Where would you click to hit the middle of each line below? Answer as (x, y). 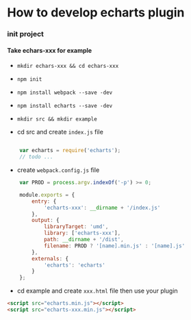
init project (26, 34)
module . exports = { (47, 195)
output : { (46, 221)
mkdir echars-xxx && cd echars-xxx (68, 66)
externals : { (50, 258)
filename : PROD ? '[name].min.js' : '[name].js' (114, 246)
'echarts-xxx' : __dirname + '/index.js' (102, 208)
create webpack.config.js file (58, 170)
